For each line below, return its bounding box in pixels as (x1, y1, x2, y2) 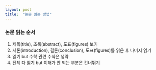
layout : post (5, 7, 32, 12)
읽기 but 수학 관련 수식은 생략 (12, 53, 69, 59)
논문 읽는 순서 (5, 29, 36, 36)
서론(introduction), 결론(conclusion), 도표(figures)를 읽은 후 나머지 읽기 (12, 47, 152, 53)
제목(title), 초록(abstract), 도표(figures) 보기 (12, 41, 98, 47)
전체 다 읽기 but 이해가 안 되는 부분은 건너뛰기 (12, 60, 100, 66)
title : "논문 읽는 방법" (5, 12, 52, 17)
